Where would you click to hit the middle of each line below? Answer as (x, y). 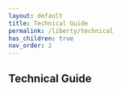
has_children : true (41, 38)
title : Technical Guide (48, 23)
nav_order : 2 (30, 46)
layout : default (35, 16)
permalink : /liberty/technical (61, 31)
